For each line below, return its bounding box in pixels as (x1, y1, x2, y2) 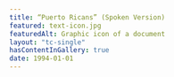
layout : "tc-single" (9, 37, 87, 47)
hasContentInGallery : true (9, 46, 110, 55)
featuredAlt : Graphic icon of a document (9, 29, 166, 38)
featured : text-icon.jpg (9, 21, 102, 30)
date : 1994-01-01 (9, 54, 74, 63)
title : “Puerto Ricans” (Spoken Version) (9, 12, 166, 22)
